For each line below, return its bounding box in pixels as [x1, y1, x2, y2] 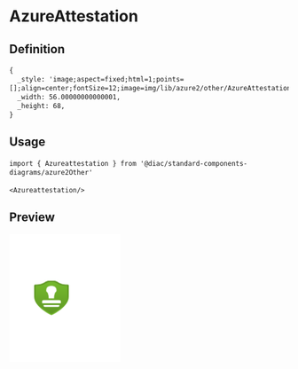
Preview [9, 210, 56, 225]
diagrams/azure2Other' [9, 168, 93, 177]
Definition [9, 42, 65, 57]
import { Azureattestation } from [9, 159, 137, 168]
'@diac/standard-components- [140, 159, 248, 168]
